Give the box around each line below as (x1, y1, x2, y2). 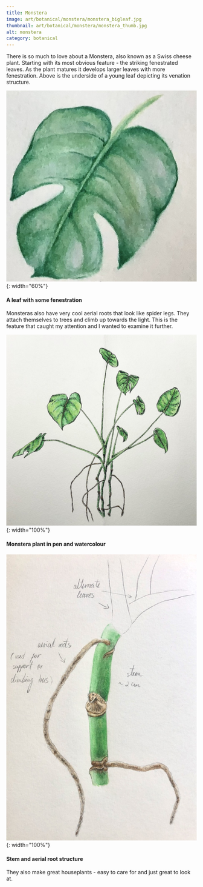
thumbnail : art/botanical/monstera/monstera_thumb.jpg (6, 22, 147, 28)
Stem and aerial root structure (6, 855, 83, 862)
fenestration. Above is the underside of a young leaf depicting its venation (6, 72, 190, 79)
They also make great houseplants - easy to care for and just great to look (6, 869, 191, 876)
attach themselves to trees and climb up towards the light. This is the (6, 316, 178, 324)
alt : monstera (6, 29, 42, 35)
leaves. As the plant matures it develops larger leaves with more (6, 65, 166, 73)
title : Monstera (6, 10, 47, 16)
